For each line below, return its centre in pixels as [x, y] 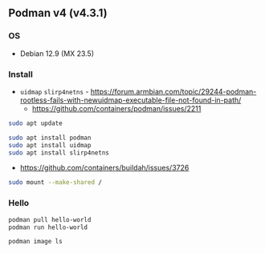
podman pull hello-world [50, 219]
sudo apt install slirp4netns [59, 153]
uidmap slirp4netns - [54, 91]
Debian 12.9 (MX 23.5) [57, 53]
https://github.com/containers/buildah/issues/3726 [104, 168]
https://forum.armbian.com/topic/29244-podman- [173, 91]
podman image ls [35, 242]
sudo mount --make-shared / [55, 183]
